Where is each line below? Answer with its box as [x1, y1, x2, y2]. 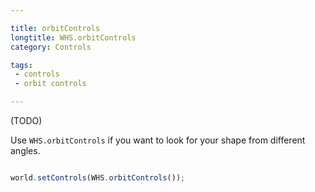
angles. [10, 145, 41, 156]
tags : [10, 60, 33, 70]
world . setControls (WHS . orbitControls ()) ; [10, 173, 186, 183]
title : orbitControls [10, 23, 101, 33]
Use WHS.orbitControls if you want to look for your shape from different [10, 134, 306, 146]
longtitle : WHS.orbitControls [10, 32, 137, 43]
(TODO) [10, 115, 43, 126]
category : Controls [10, 42, 92, 52]
